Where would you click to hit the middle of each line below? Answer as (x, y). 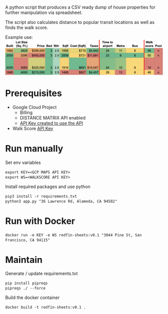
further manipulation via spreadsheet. (44, 12)
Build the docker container (32, 297)
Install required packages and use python (48, 186)
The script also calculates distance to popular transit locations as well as (80, 22)
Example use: (19, 37)
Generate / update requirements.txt (41, 273)
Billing (26, 112)
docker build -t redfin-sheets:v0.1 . (45, 307)
